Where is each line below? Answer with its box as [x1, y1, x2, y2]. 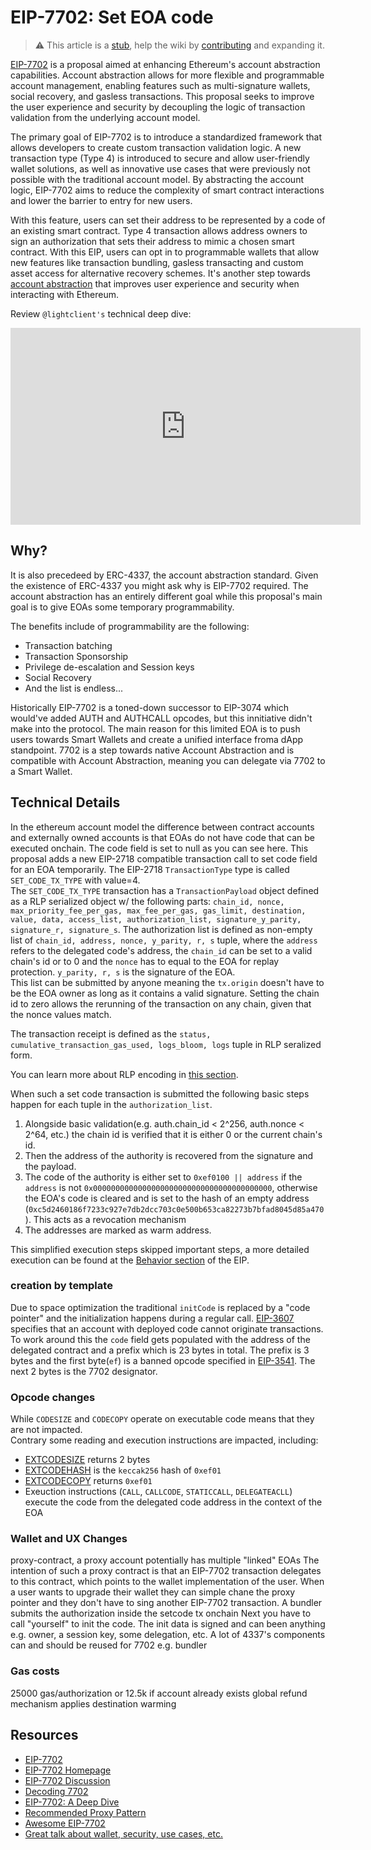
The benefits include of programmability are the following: [10, 620, 250, 632]
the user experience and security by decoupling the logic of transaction [10, 101, 306, 113]
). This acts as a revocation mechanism [24, 1213, 187, 1225]
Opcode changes [10, 1390, 96, 1404]
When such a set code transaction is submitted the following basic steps [10, 1087, 310, 1100]
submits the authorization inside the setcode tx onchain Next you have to [10, 1607, 312, 1620]
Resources [10, 1727, 79, 1744]
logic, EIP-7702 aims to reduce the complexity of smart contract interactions [10, 184, 325, 196]
